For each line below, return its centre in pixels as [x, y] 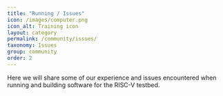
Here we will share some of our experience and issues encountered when [112, 77]
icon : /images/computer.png [48, 20]
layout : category [32, 33]
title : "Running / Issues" [46, 13]
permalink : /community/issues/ [52, 39]
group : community [32, 52]
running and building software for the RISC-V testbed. [84, 85]
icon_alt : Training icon [43, 26]
